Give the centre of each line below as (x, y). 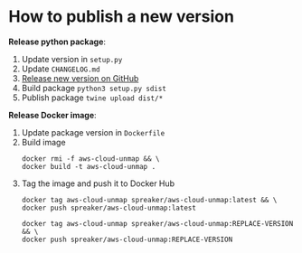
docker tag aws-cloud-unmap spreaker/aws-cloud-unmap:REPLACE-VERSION (157, 223)
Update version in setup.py (72, 59)
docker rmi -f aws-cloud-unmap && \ (90, 159)
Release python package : (57, 42)
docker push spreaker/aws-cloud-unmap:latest (109, 208)
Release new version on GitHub (80, 78)
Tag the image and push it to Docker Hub (98, 183)
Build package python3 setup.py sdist (94, 88)
